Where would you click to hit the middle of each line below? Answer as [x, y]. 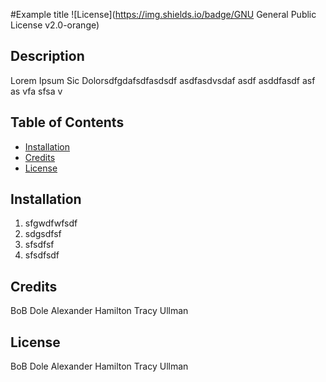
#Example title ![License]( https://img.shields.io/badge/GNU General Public [163, 14]
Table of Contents [67, 122]
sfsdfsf [39, 245]
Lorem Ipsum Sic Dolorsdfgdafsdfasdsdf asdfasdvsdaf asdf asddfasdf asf [163, 80]
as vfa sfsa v [36, 91]
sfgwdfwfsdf [51, 223]
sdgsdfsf [43, 234]
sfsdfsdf [42, 255]
